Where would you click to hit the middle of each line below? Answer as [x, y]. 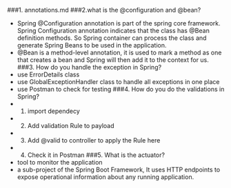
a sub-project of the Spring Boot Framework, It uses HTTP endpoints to [119, 169]
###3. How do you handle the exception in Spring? [89, 67]
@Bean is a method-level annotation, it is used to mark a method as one [119, 52]
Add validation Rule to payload [71, 126]
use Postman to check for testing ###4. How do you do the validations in [121, 89]
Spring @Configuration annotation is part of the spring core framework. [119, 23]
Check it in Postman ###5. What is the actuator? [96, 155]
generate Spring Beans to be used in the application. [92, 45]
